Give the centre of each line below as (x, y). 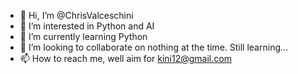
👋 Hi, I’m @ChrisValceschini (76, 15)
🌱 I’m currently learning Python (83, 36)
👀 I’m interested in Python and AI (87, 26)
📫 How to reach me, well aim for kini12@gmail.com (125, 58)
